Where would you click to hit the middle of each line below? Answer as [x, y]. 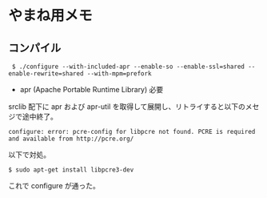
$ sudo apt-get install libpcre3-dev [71, 170]
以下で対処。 [29, 155]
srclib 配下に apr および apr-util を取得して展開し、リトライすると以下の [127, 107]
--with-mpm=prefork [119, 74]
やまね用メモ [51, 16]
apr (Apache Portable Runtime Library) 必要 [92, 89]
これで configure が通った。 [54, 186]
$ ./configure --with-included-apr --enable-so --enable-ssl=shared [128, 67]
